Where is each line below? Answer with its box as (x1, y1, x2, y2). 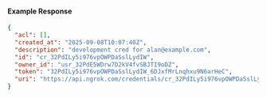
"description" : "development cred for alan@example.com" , (14, 46, 212, 54)
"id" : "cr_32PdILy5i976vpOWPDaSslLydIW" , (14, 53, 155, 61)
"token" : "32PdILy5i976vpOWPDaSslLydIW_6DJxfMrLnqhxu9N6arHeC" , (14, 68, 233, 76)
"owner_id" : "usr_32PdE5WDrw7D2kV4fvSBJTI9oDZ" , (14, 60, 179, 69)
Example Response (7, 6, 73, 16)
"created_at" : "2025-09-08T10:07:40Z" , (14, 38, 147, 47)
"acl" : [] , (14, 32, 51, 40)
